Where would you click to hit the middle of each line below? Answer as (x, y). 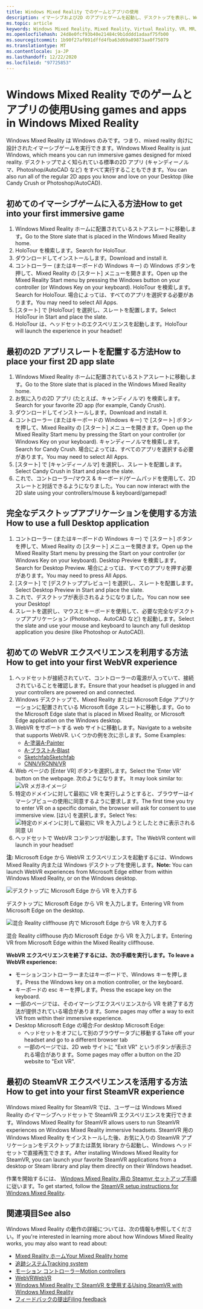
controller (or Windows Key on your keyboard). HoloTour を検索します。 (104, 287)
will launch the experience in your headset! (69, 331)
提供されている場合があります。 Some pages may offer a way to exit (110, 1011)
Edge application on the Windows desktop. (68, 720)
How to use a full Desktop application (78, 523)
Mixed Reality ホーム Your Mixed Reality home (71, 1256)
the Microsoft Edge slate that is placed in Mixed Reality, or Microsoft (100, 714)
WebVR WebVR (33, 1278)
